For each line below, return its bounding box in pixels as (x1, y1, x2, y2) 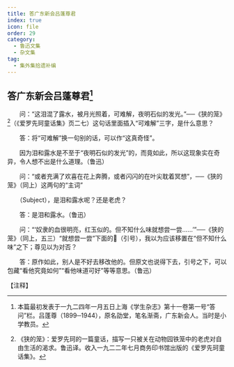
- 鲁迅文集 (13, 43, 41, 50)
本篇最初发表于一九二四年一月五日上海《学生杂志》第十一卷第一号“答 (17, 303, 216, 311)
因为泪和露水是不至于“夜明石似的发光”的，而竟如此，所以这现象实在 (19, 149, 214, 157)
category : (7, 36, 36, 43)
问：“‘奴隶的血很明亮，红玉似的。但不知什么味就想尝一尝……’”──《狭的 (19, 225, 224, 234)
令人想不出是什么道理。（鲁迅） (19, 158, 108, 166)
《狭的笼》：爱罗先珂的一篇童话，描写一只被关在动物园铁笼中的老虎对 (17, 335, 216, 343)
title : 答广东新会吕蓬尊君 (7, 10, 77, 17)
